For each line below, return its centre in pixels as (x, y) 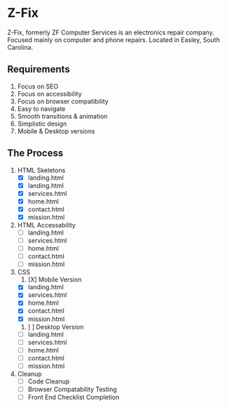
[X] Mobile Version (55, 279)
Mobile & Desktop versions (56, 131)
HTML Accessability (46, 225)
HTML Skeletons (41, 170)
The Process (35, 153)
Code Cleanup (49, 381)
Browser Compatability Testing (72, 389)
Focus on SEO (38, 86)
